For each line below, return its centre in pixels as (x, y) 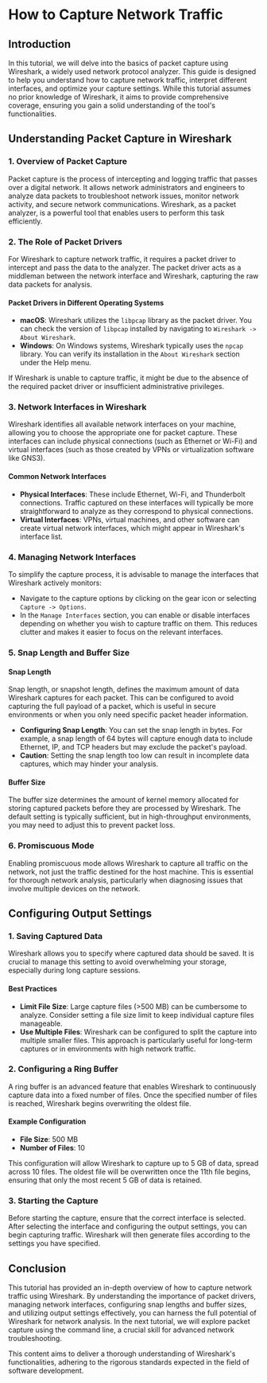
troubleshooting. (35, 1338)
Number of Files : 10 (52, 1148)
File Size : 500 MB (48, 1139)
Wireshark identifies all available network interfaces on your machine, (122, 424)
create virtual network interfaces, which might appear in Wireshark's (132, 528)
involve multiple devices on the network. (74, 888)
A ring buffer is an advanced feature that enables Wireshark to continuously (132, 1086)
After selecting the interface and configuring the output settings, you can (128, 1226)
